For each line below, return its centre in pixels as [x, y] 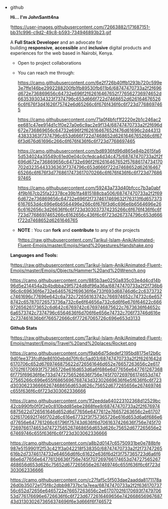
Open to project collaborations [49, 63]
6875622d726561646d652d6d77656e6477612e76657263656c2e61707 [85, 412]
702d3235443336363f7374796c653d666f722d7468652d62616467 [89, 167]
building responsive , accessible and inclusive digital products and [80, 48]
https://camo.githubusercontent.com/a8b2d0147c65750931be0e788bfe [85, 443]
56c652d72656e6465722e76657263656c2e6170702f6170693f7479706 [86, 491]
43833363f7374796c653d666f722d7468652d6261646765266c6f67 [90, 136]
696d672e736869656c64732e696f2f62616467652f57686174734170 [90, 162]
